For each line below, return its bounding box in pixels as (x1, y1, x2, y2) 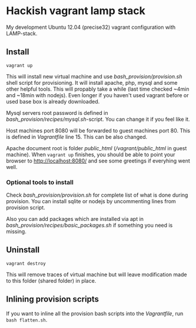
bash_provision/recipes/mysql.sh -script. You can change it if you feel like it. (6, 115, 190, 122)
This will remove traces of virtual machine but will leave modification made (6, 271, 187, 278)
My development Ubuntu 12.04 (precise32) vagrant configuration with (6, 24, 176, 31)
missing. (6, 228, 26, 235)
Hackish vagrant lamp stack (6, 4, 145, 18)
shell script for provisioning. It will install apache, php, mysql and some (6, 79, 178, 86)
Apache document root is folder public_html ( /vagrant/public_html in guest (6, 144, 187, 151)
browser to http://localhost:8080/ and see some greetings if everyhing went (6, 157, 190, 164)
